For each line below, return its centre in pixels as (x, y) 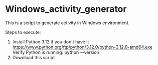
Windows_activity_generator (66, 9)
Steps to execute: (23, 32)
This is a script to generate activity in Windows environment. (67, 23)
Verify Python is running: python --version (56, 52)
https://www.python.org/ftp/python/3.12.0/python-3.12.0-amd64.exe (82, 47)
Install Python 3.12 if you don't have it (51, 42)
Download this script (33, 57)
